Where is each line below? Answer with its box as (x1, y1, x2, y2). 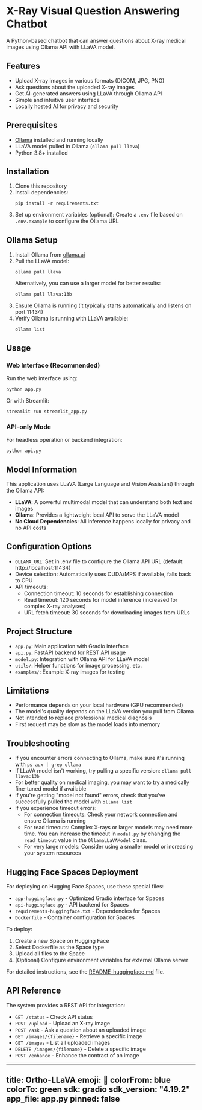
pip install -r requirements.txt (14, 200, 99, 206)
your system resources (23, 849, 81, 856)
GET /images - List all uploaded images (14, 1039, 111, 1046)
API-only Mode (6, 423, 51, 431)
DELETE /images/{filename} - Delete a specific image (14, 1045, 146, 1053)
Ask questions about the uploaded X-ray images (14, 83, 135, 91)
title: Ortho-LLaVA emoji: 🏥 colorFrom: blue (6, 1075, 171, 1085)
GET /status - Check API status (14, 1013, 93, 1021)
